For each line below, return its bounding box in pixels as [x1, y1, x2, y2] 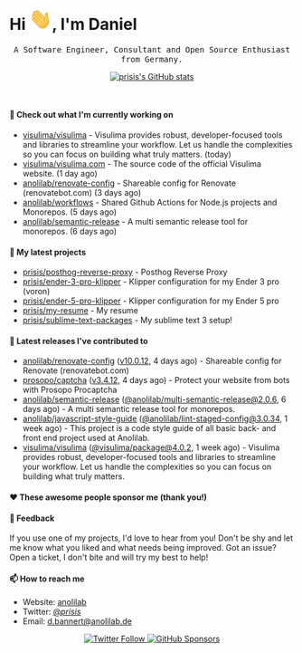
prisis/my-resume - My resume [22, 305, 138, 316]
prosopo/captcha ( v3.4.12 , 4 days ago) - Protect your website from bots [22, 375, 291, 386]
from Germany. [120, 53, 184, 64]
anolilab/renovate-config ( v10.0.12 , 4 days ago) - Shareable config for [22, 356, 282, 367]
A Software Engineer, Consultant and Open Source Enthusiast [13, 44, 291, 54]
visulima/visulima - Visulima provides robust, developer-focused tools [22, 130, 283, 140]
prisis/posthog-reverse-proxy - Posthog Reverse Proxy [22, 266, 228, 278]
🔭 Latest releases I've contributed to [9, 335, 148, 346]
